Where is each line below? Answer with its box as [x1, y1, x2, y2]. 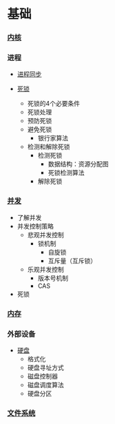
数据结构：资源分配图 [48, 160, 109, 168]
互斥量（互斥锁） [48, 257, 97, 265]
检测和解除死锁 [27, 142, 70, 151]
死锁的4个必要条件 [27, 100, 81, 108]
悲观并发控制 [27, 230, 64, 239]
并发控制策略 [17, 222, 54, 230]
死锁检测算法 [48, 169, 85, 177]
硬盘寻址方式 [27, 363, 64, 371]
